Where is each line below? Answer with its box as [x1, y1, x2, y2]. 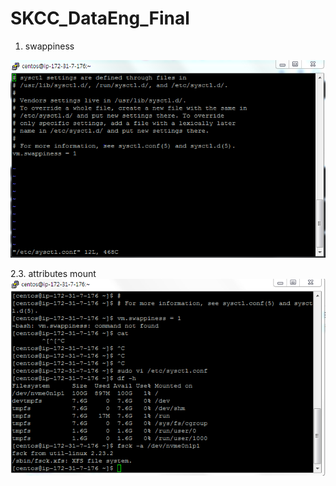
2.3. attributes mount [10, 267, 97, 279]
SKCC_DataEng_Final [10, 7, 190, 30]
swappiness [24, 40, 75, 52]
